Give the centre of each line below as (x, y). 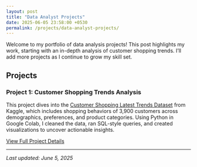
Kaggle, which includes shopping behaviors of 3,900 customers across (92, 111)
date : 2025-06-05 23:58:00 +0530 (47, 22)
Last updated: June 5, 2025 (40, 158)
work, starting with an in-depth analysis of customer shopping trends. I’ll (94, 51)
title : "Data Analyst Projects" (45, 17)
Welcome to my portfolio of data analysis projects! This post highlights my (95, 45)
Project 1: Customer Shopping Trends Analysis (74, 92)
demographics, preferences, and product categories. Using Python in (90, 117)
